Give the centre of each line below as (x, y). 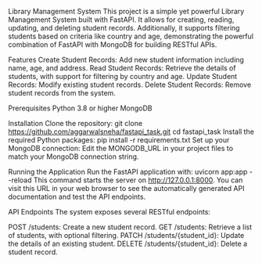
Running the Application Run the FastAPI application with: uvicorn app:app (128, 172)
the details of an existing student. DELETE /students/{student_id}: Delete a (128, 243)
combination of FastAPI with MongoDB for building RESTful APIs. (113, 45)
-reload (20, 180)
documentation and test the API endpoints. (77, 196)
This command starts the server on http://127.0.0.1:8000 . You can (138, 180)
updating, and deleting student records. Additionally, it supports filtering (124, 28)
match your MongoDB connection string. (74, 157)
